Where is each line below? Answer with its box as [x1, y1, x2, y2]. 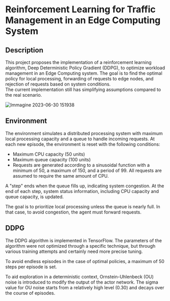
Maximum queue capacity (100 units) [12, 156, 91, 162]
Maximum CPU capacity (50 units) [12, 151, 85, 157]
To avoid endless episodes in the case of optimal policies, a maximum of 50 [5, 258, 165, 264]
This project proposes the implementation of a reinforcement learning [5, 59, 152, 65]
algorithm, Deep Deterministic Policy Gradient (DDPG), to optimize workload [5, 65, 165, 71]
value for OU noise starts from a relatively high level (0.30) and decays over [5, 284, 164, 290]
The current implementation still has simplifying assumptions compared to [5, 87, 161, 93]
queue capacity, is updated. [5, 193, 64, 200]
